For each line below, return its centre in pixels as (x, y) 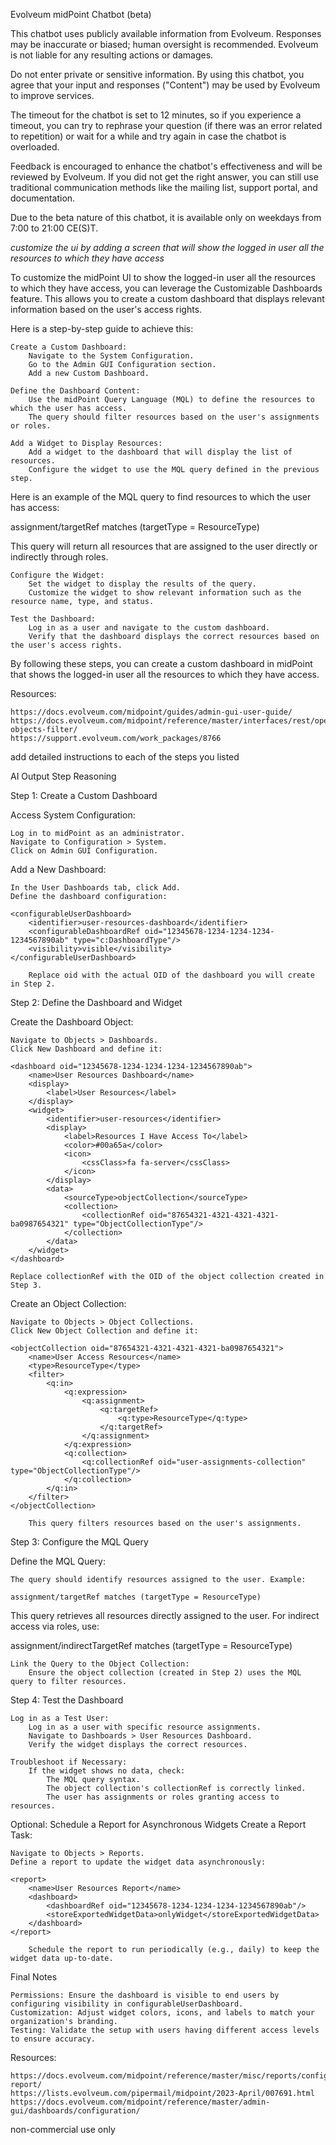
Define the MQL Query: (58, 1561)
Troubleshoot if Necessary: (69, 1762)
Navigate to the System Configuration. (111, 356)
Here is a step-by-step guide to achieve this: (102, 328)
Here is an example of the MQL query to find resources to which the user (161, 497)
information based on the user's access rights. (106, 309)
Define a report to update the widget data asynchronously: (138, 1862)
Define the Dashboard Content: (75, 391)
